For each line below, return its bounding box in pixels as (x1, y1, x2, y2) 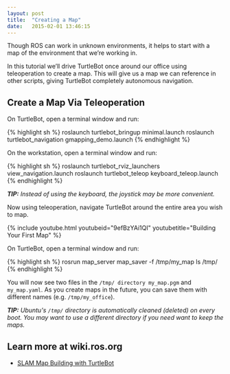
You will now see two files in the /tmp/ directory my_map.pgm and (7, 279, 192, 287)
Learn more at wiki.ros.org (7, 340, 123, 352)
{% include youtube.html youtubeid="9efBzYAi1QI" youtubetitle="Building (7, 224, 216, 232)
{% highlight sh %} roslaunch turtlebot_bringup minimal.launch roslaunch (7, 128, 215, 137)
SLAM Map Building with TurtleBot (16, 359, 115, 367)
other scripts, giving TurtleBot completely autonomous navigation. (7, 77, 194, 85)
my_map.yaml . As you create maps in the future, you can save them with (7, 285, 207, 294)
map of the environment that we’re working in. (7, 49, 137, 57)
